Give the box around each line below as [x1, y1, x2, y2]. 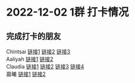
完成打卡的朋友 [6, 31, 61, 41]
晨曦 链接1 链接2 [6, 70, 46, 78]
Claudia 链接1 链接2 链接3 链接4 [6, 63, 84, 70]
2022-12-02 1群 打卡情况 [6, 5, 129, 19]
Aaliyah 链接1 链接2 [6, 56, 54, 63]
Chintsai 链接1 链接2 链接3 [6, 48, 70, 55]
